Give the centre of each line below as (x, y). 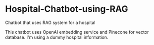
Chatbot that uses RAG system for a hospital (50, 22)
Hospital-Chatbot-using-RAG (67, 9)
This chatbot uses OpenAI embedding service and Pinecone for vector (77, 32)
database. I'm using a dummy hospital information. (57, 37)
